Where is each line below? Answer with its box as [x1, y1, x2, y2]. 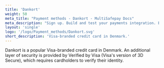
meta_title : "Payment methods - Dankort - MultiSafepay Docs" [5, 16, 134, 21]
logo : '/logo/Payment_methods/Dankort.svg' [5, 29, 95, 34]
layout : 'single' [5, 25, 41, 30]
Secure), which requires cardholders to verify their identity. [5, 57, 124, 63]
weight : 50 [5, 12, 27, 16]
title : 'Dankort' [5, 7, 41, 12]
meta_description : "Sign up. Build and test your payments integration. [5, 20, 156, 26]
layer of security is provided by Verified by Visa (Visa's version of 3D [5, 52, 143, 58]
